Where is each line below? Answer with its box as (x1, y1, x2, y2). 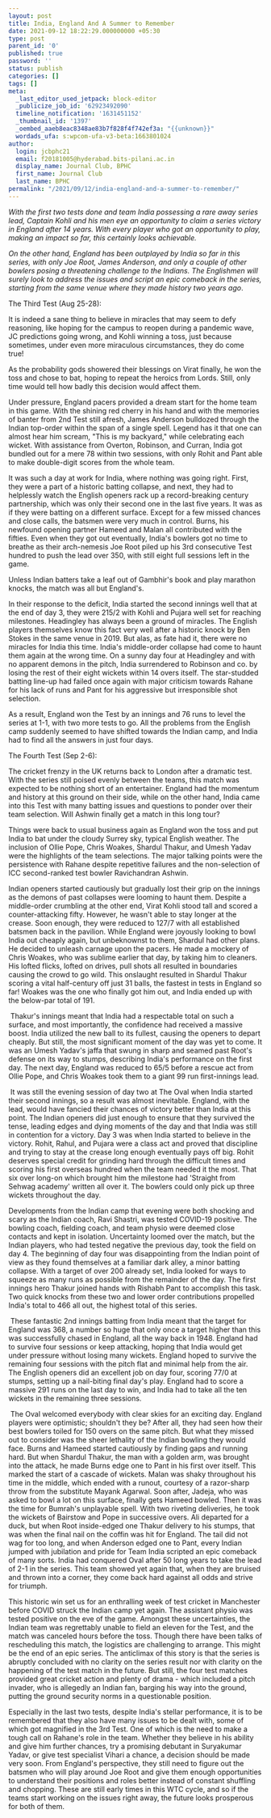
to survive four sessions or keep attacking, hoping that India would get (8, 1341, 243, 1351)
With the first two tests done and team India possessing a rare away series (8, 207, 258, 217)
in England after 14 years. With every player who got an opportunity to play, (8, 224, 261, 234)
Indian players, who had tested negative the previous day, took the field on (8, 1240, 256, 1250)
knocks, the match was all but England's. (8, 583, 144, 593)
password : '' (8, 57, 52, 66)
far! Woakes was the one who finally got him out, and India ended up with (8, 986, 252, 996)
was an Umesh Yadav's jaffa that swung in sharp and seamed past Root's (8, 1045, 252, 1055)
